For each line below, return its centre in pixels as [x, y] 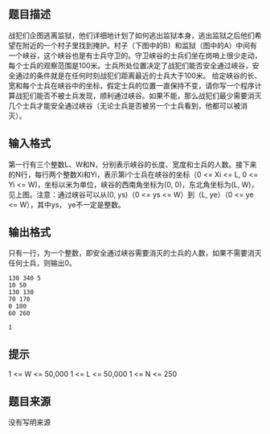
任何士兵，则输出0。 [42, 263]
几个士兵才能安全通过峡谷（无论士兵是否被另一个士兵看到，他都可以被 [125, 105]
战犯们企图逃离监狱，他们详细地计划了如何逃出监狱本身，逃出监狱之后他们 [131, 35]
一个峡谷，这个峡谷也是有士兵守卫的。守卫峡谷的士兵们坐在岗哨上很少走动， [135, 55]
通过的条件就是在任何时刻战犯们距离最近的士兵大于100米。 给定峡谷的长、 [138, 76]
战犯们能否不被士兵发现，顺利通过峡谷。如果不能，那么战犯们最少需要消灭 [138, 96]
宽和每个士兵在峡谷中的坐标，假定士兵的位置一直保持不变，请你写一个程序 [131, 85]
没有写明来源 [29, 422]
